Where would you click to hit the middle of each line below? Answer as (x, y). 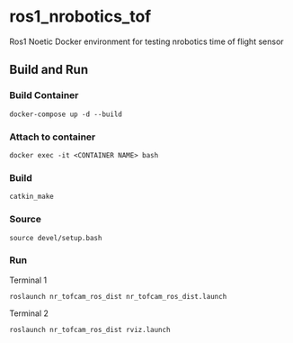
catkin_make (31, 197)
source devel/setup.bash (56, 238)
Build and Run (49, 70)
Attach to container (53, 137)
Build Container (44, 95)
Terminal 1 (28, 280)
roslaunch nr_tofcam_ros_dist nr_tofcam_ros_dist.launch (118, 296)
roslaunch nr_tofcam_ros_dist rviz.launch (90, 329)
